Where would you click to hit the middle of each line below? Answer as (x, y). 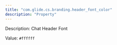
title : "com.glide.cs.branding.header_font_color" (59, 10)
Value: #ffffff (20, 38)
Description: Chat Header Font (36, 28)
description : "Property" (31, 14)
